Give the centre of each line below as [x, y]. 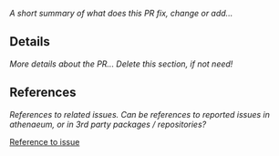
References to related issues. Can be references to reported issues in [140, 114]
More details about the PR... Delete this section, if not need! [121, 64]
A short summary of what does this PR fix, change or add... [121, 13]
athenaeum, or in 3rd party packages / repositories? [108, 124]
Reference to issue [45, 141]
